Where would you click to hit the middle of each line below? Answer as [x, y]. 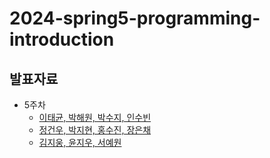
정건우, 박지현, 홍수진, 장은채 [95, 130]
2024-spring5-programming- [135, 18]
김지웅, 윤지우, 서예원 [80, 142]
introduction [62, 39]
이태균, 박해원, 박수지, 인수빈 [95, 117]
